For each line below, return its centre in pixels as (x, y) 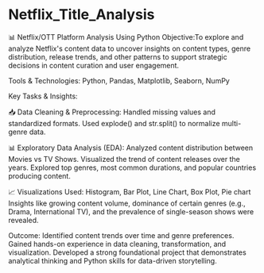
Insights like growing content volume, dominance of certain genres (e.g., (127, 203)
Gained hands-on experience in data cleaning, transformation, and (117, 244)
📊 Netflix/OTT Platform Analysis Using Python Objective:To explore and (126, 37)
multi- (231, 123)
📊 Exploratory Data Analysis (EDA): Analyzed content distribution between (131, 148)
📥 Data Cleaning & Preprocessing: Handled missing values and (112, 112)
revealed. (23, 220)
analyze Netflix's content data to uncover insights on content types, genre (130, 48)
